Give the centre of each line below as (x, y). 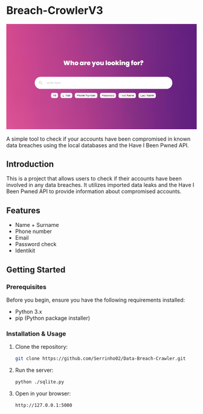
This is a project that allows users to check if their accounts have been (94, 179)
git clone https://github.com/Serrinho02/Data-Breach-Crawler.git (100, 359)
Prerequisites (26, 287)
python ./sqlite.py (40, 382)
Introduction (30, 164)
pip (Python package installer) (53, 318)
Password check (36, 244)
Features (23, 210)
